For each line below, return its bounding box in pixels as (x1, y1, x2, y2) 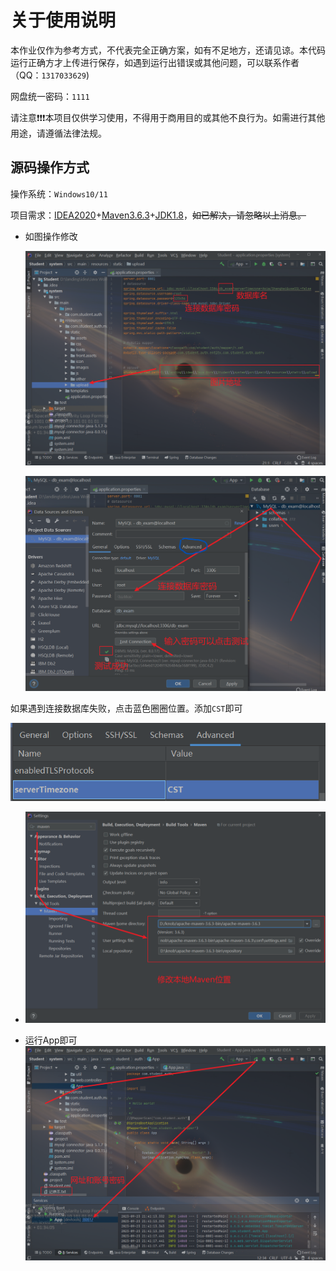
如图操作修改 (24, 230, 78, 242)
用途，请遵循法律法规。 (10, 127, 107, 139)
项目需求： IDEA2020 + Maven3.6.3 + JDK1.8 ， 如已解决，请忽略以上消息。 (10, 209, 307, 221)
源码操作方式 (10, 159, 90, 176)
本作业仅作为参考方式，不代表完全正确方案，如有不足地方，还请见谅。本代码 (10, 44, 326, 56)
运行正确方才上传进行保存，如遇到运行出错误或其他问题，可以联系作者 (10, 56, 300, 68)
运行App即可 (24, 1034, 78, 1046)
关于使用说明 (10, 9, 117, 32)
